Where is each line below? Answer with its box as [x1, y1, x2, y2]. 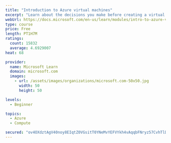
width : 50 [18, 83, 40, 88]
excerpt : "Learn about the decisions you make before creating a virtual [5, 12, 165, 17]
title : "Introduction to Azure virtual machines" [5, 7, 113, 13]
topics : [5, 111, 22, 116]
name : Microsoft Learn [10, 64, 58, 69]
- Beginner [10, 102, 33, 107]
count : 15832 [10, 41, 38, 46]
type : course [5, 21, 33, 27]
